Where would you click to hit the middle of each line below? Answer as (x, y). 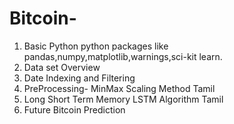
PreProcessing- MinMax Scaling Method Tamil (119, 88)
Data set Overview (62, 67)
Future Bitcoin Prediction (74, 109)
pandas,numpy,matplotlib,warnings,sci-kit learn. (123, 56)
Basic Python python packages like (96, 46)
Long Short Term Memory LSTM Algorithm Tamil (123, 99)
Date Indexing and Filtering (79, 78)
